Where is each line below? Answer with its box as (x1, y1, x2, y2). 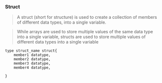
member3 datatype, (14, 61, 51, 66)
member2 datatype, (14, 57, 51, 62)
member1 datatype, (14, 53, 51, 57)
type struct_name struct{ (5, 48, 57, 54)
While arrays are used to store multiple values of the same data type (16, 29, 153, 35)
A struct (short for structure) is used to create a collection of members (16, 14, 157, 20)
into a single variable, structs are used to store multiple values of (16, 34, 146, 40)
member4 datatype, (14, 65, 51, 70)
